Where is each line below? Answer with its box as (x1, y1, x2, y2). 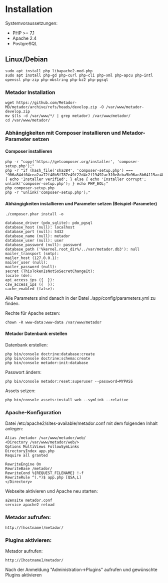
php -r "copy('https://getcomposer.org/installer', (5, 159, 115, 164)
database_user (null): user (5, 238, 64, 243)
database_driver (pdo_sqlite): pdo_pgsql (5, 220, 93, 225)
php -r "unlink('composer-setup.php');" (5, 190, 91, 195)
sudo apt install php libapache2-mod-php (5, 68, 93, 73)
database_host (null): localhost (5, 225, 75, 230)
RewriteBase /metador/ (5, 466, 52, 471)
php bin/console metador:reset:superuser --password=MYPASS (5, 379, 133, 384)
